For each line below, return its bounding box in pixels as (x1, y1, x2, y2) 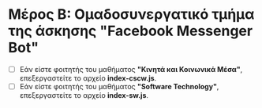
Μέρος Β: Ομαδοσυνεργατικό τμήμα (8, 5, 255, 23)
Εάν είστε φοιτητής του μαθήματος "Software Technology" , (19, 82, 219, 91)
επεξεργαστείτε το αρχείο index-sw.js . (19, 91, 148, 100)
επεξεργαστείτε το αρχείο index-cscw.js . (19, 74, 157, 83)
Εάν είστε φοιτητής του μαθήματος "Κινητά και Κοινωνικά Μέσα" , (19, 64, 243, 74)
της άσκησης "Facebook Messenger (8, 22, 253, 40)
